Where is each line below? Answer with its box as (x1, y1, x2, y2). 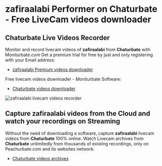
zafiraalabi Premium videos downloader (12, 66, 93, 72)
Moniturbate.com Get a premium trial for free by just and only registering (5, 52, 153, 58)
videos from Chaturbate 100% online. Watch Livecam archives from (5, 135, 144, 141)
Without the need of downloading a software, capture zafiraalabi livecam (5, 130, 155, 136)
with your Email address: (5, 57, 55, 63)
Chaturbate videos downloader (12, 86, 76, 92)
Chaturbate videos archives (12, 155, 69, 161)
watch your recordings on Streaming (5, 117, 120, 126)
